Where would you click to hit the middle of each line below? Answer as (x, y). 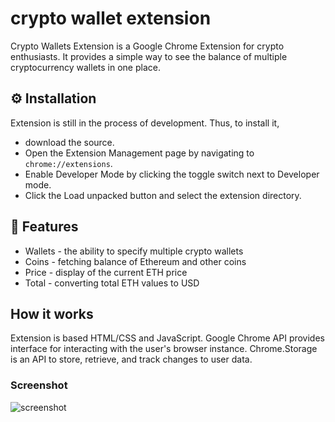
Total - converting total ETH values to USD (112, 283)
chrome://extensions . (68, 163)
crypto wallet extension (111, 18)
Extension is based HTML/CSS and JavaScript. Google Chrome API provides (167, 338)
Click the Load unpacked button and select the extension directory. (163, 195)
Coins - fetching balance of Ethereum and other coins (135, 261)
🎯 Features (44, 227)
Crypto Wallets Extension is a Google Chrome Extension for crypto (147, 46)
